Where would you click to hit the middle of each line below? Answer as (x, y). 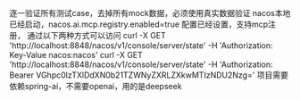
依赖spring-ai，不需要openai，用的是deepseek (96, 86)
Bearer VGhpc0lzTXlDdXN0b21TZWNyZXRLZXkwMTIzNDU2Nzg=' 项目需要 (149, 75)
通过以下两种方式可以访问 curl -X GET (96, 35)
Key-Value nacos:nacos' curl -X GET (76, 55)
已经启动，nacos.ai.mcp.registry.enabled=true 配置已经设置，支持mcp (139, 24)
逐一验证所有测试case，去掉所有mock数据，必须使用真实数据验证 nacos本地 (150, 13)
